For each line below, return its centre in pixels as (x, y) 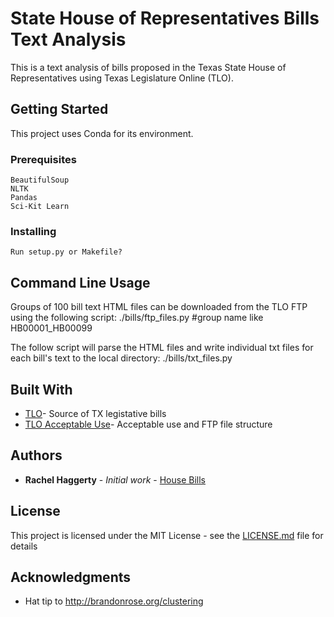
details (24, 546)
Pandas (24, 198)
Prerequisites (43, 159)
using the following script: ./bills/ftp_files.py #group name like (137, 318)
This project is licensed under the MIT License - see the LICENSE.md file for (167, 535)
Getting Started (59, 109)
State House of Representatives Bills (165, 18)
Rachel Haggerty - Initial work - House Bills (115, 479)
